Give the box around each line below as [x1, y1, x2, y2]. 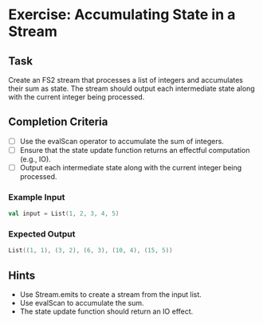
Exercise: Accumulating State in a [8, 6, 236, 24]
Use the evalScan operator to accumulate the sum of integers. [19, 136, 225, 146]
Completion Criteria [8, 115, 108, 129]
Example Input [8, 191, 65, 202]
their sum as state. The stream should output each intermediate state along [8, 84, 255, 93]
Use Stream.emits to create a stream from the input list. [19, 290, 202, 299]
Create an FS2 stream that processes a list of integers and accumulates [8, 76, 243, 84]
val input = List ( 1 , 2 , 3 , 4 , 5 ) [8, 209, 120, 218]
